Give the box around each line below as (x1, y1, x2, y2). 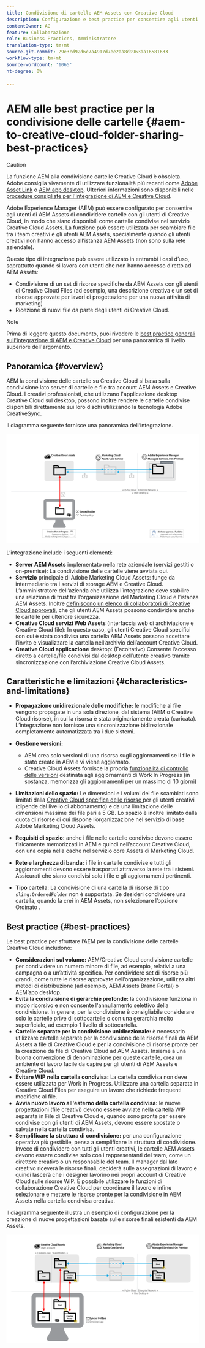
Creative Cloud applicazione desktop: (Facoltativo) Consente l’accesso (15, 645, 196, 653)
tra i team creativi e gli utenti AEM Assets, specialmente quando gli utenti (6, 231, 190, 238)
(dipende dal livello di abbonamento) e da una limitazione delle (15, 803, 173, 810)
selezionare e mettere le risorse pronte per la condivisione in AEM (15, 1190, 182, 1198)
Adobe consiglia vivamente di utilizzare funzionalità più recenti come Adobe (6, 180, 198, 187)
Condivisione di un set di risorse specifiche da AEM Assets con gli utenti (15, 280, 198, 288)
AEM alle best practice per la (6, 102, 155, 116)
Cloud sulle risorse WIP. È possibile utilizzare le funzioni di (15, 1178, 163, 1185)
